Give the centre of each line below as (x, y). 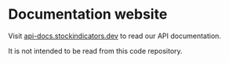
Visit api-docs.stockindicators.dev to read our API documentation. (115, 36)
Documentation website (88, 14)
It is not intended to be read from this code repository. (95, 51)
